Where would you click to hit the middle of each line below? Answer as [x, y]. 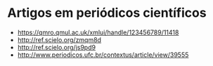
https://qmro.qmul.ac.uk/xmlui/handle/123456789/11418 [98, 32]
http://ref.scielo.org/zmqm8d [59, 39]
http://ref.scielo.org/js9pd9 [57, 47]
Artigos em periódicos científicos [107, 13]
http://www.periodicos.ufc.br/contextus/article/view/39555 [103, 55]
